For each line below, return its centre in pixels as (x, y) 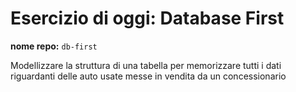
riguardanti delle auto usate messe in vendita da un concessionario (148, 76)
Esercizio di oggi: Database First (147, 18)
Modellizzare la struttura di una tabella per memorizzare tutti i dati (146, 65)
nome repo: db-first (54, 46)
